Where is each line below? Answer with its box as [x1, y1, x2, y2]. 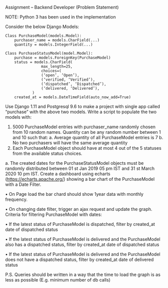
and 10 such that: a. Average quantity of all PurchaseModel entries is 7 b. [12, 135, 163, 140]
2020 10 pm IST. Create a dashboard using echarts [5, 171, 110, 177]
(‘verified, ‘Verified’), [41, 77, 95, 82]
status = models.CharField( [14, 60, 73, 65]
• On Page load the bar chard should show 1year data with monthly [5, 191, 144, 197]
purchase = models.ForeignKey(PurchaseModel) [14, 55, 111, 60]
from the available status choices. [12, 150, 83, 156]
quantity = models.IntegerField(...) [14, 42, 93, 47]
